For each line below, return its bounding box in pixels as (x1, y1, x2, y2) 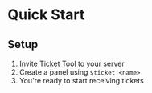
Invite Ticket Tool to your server (18, 59, 125, 68)
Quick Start (7, 6, 85, 24)
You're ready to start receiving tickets (18, 76, 144, 85)
